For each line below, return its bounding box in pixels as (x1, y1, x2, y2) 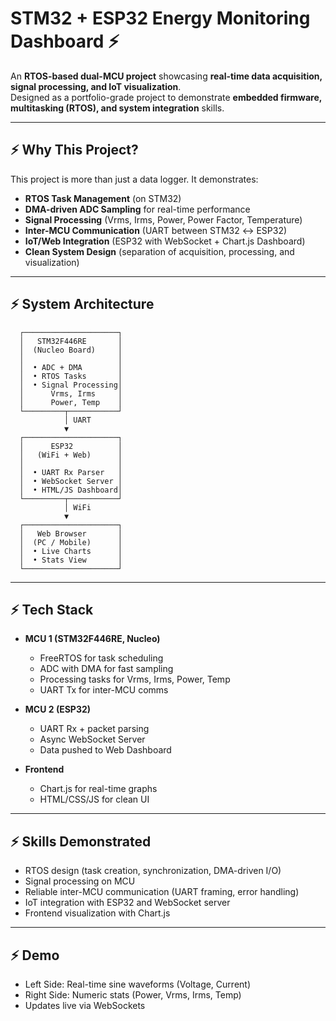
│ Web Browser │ (19, 528, 123, 539)
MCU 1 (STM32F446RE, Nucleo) (24, 633, 161, 645)
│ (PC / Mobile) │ (19, 537, 123, 547)
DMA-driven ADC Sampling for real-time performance (24, 203, 251, 215)
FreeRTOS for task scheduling (39, 652, 164, 664)
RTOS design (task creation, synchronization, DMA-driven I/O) (24, 865, 282, 877)
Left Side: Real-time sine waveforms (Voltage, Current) (24, 978, 251, 990)
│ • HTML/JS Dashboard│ (19, 485, 123, 495)
